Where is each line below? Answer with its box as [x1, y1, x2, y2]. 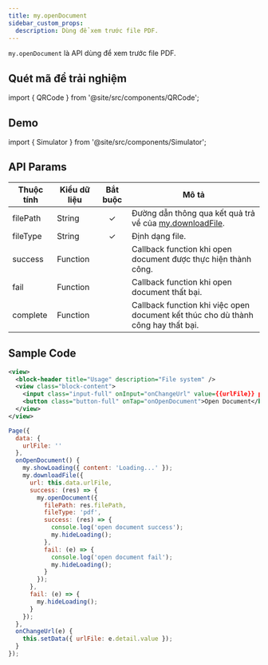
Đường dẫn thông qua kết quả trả [131, 207, 255, 218]
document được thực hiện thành [131, 253, 252, 265]
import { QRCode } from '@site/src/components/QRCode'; [8, 93, 199, 102]
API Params [8, 161, 68, 174]
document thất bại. [131, 286, 203, 297]
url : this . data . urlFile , [29, 479, 112, 487]
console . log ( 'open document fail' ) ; [50, 553, 173, 561]
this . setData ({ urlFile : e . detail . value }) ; [22, 635, 173, 643]
